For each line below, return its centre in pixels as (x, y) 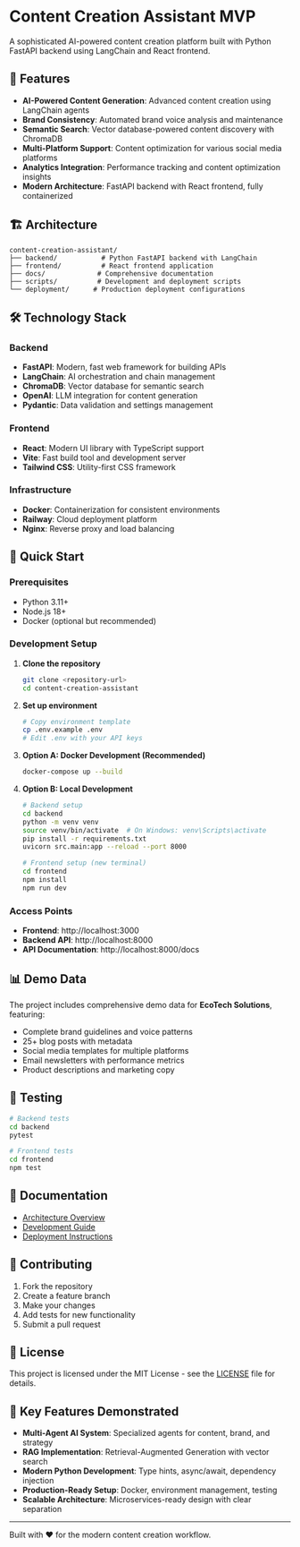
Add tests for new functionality (79, 1314)
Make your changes (58, 1305)
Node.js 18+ (44, 611)
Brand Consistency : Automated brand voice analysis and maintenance (153, 119)
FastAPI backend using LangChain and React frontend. (110, 50)
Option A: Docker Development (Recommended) (114, 756)
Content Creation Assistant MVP (133, 17)
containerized (47, 195)
